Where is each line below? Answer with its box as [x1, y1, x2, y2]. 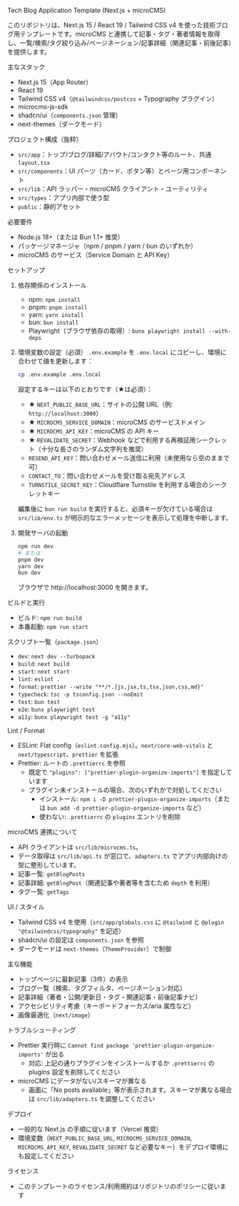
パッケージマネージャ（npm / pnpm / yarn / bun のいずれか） [17, 242, 198, 250]
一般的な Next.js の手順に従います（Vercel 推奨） [17, 1125, 163, 1134]
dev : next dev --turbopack [17, 652, 96, 660]
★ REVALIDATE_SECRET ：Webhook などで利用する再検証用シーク [28, 436, 215, 444]
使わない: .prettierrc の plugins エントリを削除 [39, 813, 181, 821]
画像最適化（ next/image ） [17, 1010, 94, 1020]
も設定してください [17, 1152, 74, 1160]
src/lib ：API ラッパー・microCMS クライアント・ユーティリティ [17, 185, 209, 193]
